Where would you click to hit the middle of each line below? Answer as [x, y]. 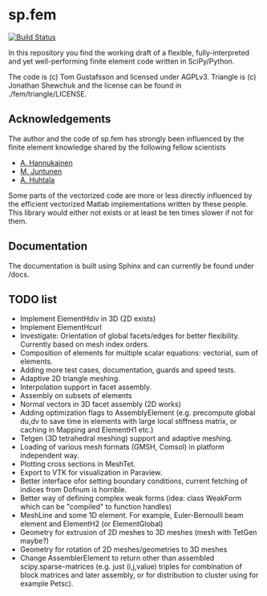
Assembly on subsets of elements [76, 396]
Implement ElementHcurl [61, 327]
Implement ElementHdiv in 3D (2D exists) [88, 319]
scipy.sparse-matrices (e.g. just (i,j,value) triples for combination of [131, 567]
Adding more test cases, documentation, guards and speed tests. [128, 370]
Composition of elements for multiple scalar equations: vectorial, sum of [139, 353]
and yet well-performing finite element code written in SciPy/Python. [121, 61]
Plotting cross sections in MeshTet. [78, 464]
